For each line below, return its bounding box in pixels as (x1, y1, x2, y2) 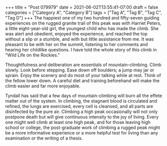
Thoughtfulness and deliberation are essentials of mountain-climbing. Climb (5, 62, 161, 67)
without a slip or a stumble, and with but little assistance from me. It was (5, 36, 154, 42)
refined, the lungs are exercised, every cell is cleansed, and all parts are (5, 103, 153, 109)
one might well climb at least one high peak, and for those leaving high (5, 119, 151, 125)
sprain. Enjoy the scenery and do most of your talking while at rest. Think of (5, 72, 161, 78)
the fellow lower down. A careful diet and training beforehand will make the (5, 77, 160, 83)
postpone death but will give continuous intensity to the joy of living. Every (5, 114, 159, 119)
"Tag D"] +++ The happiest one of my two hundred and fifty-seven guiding (5, 15, 159, 20)
